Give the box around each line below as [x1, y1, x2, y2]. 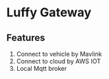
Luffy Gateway [6, 5, 92, 20]
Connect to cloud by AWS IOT [16, 57, 101, 65]
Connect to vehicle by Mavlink [16, 50, 102, 58]
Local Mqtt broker [16, 65, 67, 72]
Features [6, 32, 45, 44]
